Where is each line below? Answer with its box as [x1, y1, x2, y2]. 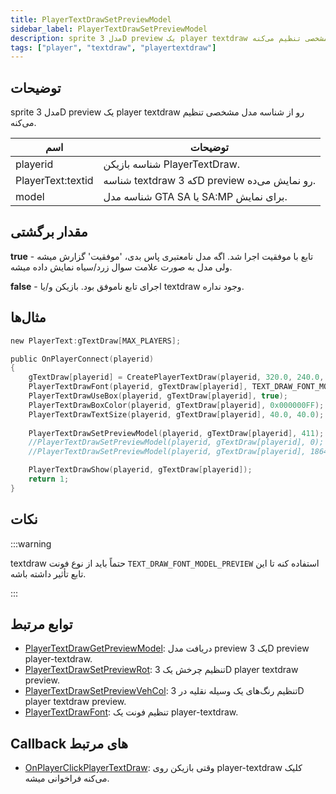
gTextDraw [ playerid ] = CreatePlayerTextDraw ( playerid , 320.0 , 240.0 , [28, 372, 325, 383]
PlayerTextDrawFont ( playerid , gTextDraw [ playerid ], [28, 382, 248, 392]
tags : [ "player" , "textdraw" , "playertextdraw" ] [10, 42, 217, 53]
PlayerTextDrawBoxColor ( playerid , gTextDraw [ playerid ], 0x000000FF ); [28, 400, 325, 410]
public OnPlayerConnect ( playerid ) [10, 354, 155, 364]
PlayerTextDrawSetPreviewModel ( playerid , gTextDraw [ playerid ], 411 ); [28, 428, 325, 438]
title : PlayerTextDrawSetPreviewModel [10, 14, 172, 25]
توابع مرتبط [10, 616, 73, 633]
